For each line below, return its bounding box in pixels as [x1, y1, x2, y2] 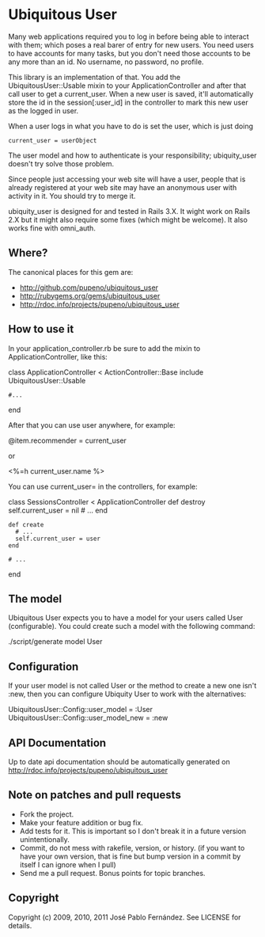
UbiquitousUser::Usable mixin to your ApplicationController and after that [8, 81, 247, 90]
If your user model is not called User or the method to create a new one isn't [8, 681, 257, 691]
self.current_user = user [15, 535, 101, 543]
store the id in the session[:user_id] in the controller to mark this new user [8, 97, 248, 107]
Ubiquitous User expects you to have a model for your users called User [8, 613, 244, 623]
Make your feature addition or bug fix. [19, 817, 144, 827]
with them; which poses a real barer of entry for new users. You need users [8, 40, 255, 49]
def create [8, 520, 44, 528]
